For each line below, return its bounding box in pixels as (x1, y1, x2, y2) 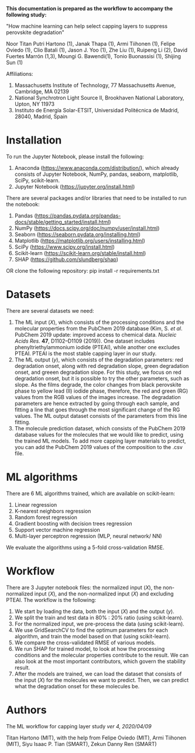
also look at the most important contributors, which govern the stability (14, 658, 186, 665)
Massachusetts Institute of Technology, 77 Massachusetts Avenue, (14, 82, 176, 89)
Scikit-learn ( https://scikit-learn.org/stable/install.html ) (14, 249, 146, 256)
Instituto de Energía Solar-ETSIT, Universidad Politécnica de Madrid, (14, 107, 179, 113)
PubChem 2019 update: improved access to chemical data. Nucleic (14, 331, 177, 338)
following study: (6, 11, 47, 18)
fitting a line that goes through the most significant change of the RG (14, 406, 180, 413)
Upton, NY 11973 (14, 101, 54, 108)
